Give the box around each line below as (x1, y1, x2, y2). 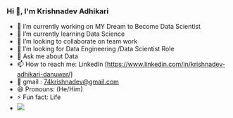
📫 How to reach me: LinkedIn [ (16, 60, 108, 69)
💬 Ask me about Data (16, 52, 79, 60)
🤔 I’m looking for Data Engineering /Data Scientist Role (16, 45, 175, 53)
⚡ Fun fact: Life (16, 93, 61, 101)
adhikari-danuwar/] (16, 70, 73, 79)
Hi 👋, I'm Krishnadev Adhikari (6, 6, 109, 16)
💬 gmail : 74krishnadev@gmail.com (16, 77, 119, 86)
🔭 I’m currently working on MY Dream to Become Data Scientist (16, 22, 201, 31)
